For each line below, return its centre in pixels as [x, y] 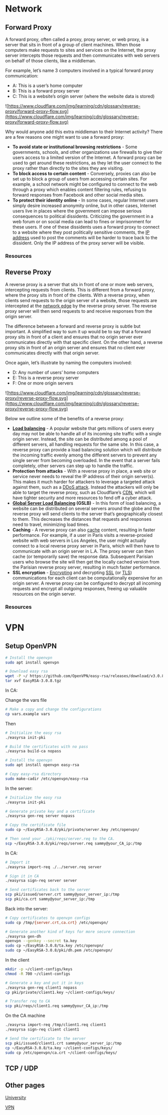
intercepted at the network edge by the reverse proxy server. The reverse [81, 306]
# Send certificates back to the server [48, 890]
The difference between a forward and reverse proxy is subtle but [73, 326]
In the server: [19, 788]
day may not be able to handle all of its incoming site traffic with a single [87, 433]
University [16, 1097]
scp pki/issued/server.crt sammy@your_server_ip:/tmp [62, 895]
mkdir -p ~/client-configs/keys [39, 969]
